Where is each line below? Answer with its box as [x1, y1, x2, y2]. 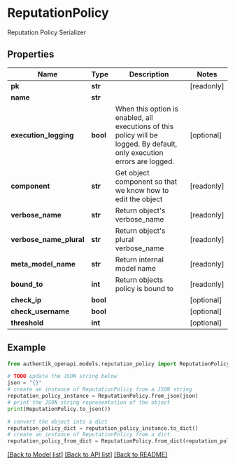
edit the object [115, 194, 163, 204]
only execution [115, 147, 164, 157]
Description [129, 69, 169, 79]
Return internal [115, 255, 164, 264]
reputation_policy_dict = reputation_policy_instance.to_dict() [7, 424, 199, 432]
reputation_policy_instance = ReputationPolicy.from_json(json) [7, 393, 199, 400]
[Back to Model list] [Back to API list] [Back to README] [7, 450, 168, 459]
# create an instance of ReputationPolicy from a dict [7, 431, 171, 438]
